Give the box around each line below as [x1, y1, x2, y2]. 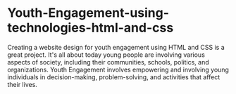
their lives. [7, 80, 37, 88]
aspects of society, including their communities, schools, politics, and [7, 58, 209, 66]
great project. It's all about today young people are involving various [7, 51, 206, 59]
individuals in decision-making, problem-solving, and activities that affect [7, 72, 221, 81]
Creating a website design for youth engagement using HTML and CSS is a [7, 43, 225, 51]
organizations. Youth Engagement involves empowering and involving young [7, 65, 229, 74]
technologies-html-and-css [7, 20, 174, 36]
